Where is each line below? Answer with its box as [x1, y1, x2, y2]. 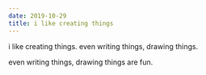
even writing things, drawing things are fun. [8, 57, 153, 67]
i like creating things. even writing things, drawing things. [8, 41, 199, 51]
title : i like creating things [8, 19, 114, 27]
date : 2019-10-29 [8, 11, 67, 20]
